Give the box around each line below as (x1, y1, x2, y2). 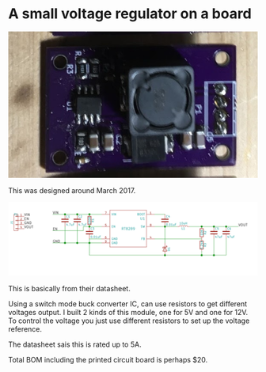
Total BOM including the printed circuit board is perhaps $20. (8, 355, 208, 364)
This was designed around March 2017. (8, 186, 136, 195)
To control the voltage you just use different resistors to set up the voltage (8, 316, 250, 325)
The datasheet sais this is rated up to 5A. (8, 340, 142, 349)
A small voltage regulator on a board (8, 5, 252, 23)
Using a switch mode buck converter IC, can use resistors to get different (8, 298, 248, 309)
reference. (8, 324, 42, 333)
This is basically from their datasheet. (8, 283, 131, 293)
